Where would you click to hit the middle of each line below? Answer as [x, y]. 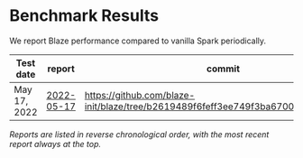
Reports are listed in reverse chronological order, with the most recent [139, 134]
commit [223, 69]
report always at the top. [55, 144]
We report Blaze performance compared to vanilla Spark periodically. [138, 41]
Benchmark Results [84, 16]
